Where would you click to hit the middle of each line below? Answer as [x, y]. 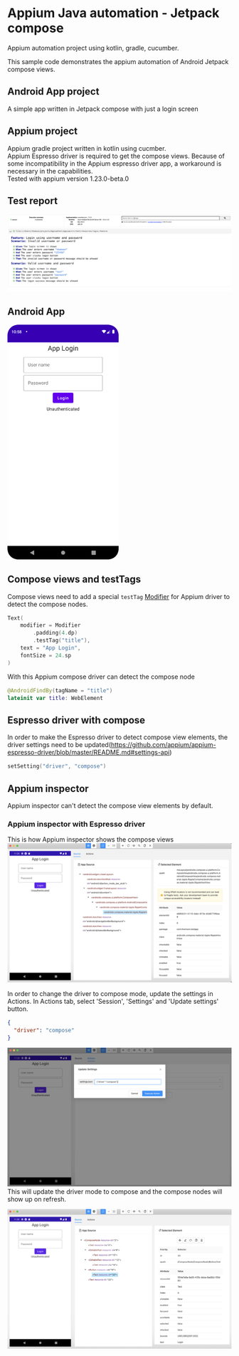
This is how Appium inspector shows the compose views [91, 839]
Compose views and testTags [74, 579]
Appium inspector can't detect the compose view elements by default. [110, 805]
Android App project [53, 91]
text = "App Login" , [51, 648]
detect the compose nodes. [48, 604]
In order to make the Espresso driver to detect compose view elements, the [118, 737]
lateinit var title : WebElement [55, 698]
